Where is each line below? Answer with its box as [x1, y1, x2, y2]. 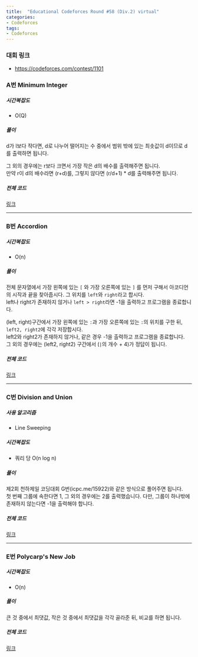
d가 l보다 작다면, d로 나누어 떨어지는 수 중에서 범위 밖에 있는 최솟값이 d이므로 [6, 143, 183, 150]
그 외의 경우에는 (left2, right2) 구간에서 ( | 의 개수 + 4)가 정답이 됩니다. [6, 341, 167, 348]
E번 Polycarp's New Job [6, 552, 75, 561]
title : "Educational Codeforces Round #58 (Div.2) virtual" [6, 8, 160, 15]
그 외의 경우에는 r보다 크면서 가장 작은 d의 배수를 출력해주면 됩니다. [6, 162, 160, 169]
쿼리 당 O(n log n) [14, 454, 57, 462]
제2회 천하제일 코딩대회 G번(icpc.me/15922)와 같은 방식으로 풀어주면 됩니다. [6, 485, 184, 492]
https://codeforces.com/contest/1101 [14, 65, 104, 72]
